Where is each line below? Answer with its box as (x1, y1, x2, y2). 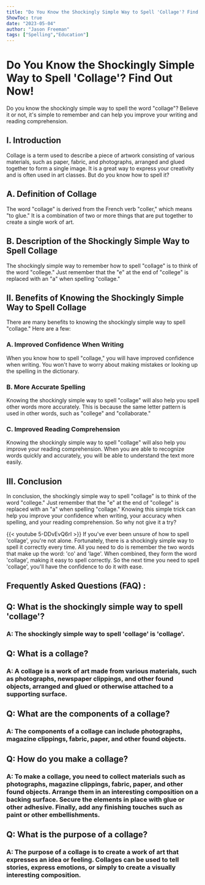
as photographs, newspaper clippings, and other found (6, 675, 174, 683)
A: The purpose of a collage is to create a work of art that (6, 848, 179, 856)
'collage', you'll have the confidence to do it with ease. (6, 563, 144, 570)
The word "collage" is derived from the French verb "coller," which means (6, 205, 193, 212)
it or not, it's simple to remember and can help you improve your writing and (6, 111, 198, 118)
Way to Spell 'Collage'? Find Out (6, 71, 173, 85)
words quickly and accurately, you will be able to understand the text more (6, 452, 195, 459)
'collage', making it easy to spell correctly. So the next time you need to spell (6, 556, 199, 564)
